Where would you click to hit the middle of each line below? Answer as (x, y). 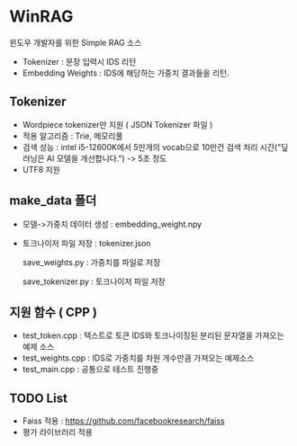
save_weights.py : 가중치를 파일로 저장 (91, 262)
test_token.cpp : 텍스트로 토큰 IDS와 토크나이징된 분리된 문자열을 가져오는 (153, 335)
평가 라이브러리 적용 (57, 433)
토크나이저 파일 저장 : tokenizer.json (86, 243)
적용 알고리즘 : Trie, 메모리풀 (72, 136)
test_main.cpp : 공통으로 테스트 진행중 (90, 370)
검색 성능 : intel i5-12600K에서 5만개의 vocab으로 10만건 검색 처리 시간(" (152, 147)
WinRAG (41, 17)
